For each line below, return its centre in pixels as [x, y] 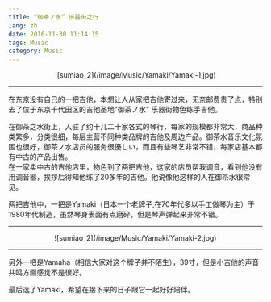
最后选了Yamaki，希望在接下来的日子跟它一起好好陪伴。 [102, 290]
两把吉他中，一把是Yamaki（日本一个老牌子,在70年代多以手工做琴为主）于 [132, 204]
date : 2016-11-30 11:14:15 [54, 34]
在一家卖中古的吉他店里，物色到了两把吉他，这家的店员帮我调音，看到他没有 [135, 167]
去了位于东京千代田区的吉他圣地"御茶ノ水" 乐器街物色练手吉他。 [115, 110]
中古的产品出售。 [44, 157]
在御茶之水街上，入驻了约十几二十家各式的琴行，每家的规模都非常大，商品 [132, 127]
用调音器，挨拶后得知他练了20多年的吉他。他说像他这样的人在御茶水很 [126, 177]
